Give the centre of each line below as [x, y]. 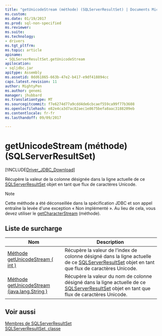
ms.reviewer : [18, 28]
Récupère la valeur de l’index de [101, 250]
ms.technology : [20, 37]
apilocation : [18, 64]
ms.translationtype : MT [29, 100]
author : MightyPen [23, 86]
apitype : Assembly [23, 73]
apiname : [14, 55]
